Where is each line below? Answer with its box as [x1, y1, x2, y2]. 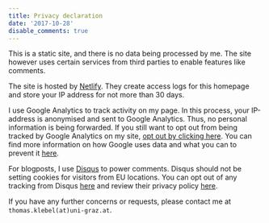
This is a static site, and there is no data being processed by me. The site [8, 49, 252, 59]
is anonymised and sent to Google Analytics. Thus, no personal [36, 114, 248, 124]
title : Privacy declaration [8, 11, 103, 20]
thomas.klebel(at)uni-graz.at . [8, 205, 112, 215]
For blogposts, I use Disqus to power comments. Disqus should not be [8, 164, 242, 174]
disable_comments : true [8, 27, 89, 35]
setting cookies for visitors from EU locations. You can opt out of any [8, 172, 237, 182]
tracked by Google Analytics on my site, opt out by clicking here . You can [8, 131, 252, 141]
